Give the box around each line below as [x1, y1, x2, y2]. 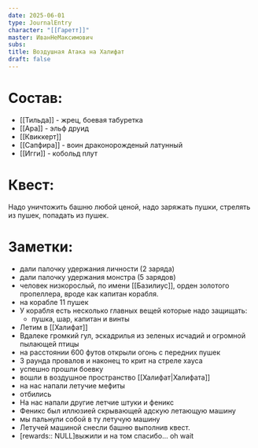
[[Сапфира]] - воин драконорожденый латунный [19, 140, 183, 149]
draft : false [8, 56, 51, 64]
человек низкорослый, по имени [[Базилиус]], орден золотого [19, 281, 230, 290]
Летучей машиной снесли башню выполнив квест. [19, 422, 190, 432]
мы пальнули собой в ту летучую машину [19, 414, 160, 424]
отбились [19, 389, 52, 398]
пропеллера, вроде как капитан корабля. [19, 288, 159, 299]
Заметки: [8, 237, 73, 255]
